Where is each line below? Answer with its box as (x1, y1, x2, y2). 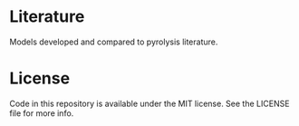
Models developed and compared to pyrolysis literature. (9, 36, 218, 47)
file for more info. (9, 107, 74, 119)
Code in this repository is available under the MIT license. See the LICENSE (9, 98, 290, 109)
